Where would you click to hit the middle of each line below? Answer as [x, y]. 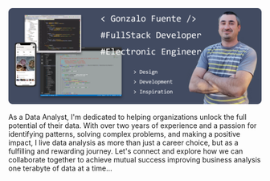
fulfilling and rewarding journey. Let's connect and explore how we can [126, 151]
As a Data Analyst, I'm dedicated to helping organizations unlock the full [127, 117]
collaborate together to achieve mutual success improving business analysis [135, 159]
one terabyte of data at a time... [60, 168]
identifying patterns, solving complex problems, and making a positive [125, 134]
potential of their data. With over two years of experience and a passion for [133, 125]
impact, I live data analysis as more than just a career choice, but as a [123, 142]
